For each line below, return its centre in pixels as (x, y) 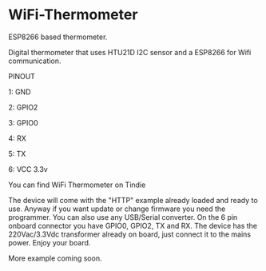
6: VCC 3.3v (28, 169)
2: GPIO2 (23, 107)
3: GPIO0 (23, 122)
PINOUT (22, 76)
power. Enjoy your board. (50, 242)
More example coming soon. (55, 258)
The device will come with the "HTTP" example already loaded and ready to (133, 200)
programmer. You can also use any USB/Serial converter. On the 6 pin (123, 217)
